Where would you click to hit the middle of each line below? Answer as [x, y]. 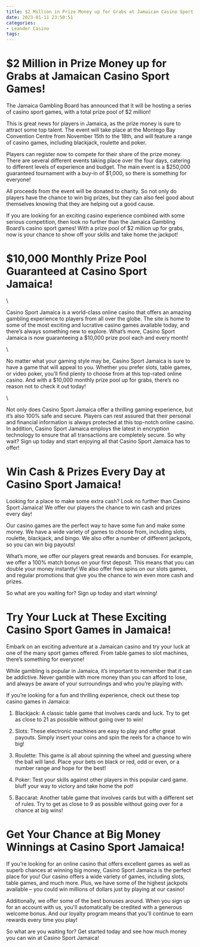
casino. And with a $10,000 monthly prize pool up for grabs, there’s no [93, 380]
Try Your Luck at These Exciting [87, 617]
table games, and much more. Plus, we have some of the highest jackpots [97, 882]
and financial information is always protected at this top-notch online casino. [100, 422]
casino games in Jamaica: [38, 701]
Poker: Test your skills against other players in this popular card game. [101, 779]
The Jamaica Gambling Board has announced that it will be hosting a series [99, 106]
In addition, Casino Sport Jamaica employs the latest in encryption [88, 429]
